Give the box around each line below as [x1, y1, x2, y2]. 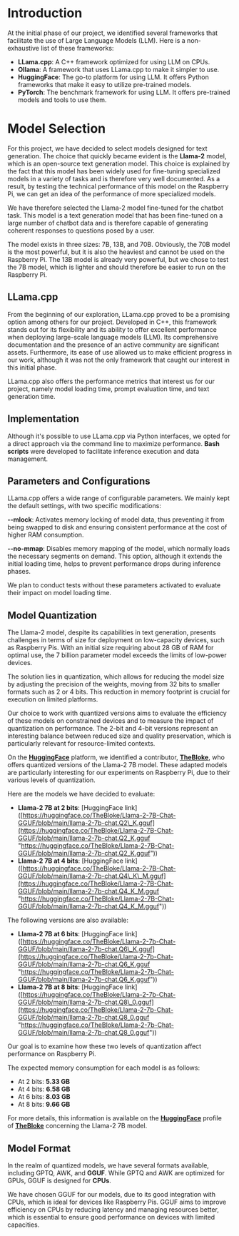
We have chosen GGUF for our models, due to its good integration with [7, 1190, 216, 1198]
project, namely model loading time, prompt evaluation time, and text [7, 384, 210, 393]
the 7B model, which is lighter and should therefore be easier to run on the [7, 263, 226, 271]
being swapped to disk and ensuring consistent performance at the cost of [7, 523, 228, 532]
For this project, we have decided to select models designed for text [7, 144, 208, 153]
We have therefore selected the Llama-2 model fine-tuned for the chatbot [7, 203, 223, 212]
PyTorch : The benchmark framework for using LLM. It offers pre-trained [17, 88, 230, 96]
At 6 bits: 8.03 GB [17, 1093, 71, 1101]
